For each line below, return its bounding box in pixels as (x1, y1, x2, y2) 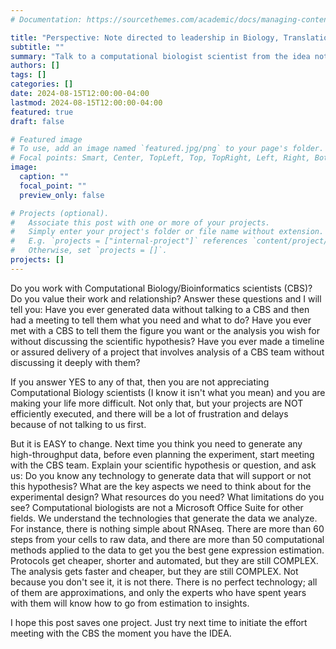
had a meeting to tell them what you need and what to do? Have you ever (10, 314, 312, 326)
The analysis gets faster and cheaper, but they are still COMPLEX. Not (10, 565, 299, 577)
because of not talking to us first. (10, 418, 147, 430)
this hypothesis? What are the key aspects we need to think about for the (10, 480, 312, 492)
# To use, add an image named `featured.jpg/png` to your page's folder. (10, 144, 325, 154)
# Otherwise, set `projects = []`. (10, 246, 168, 256)
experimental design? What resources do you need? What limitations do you (10, 491, 325, 503)
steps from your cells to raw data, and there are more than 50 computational (10, 533, 325, 545)
